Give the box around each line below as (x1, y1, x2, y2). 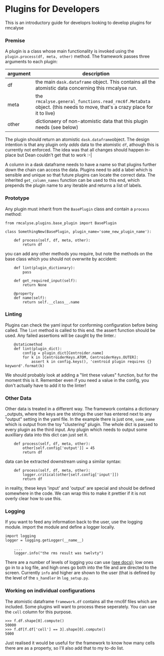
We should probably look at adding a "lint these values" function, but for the (5, 372, 158, 378)
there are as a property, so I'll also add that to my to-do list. (5, 645, 124, 651)
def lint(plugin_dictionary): (14, 265, 76, 270)
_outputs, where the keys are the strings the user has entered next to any (5, 411, 152, 417)
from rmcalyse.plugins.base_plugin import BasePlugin (5, 221, 117, 226)
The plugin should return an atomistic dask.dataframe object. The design (5, 136, 150, 143)
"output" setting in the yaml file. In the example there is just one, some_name (5, 416, 155, 422)
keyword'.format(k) (5, 363, 45, 368)
